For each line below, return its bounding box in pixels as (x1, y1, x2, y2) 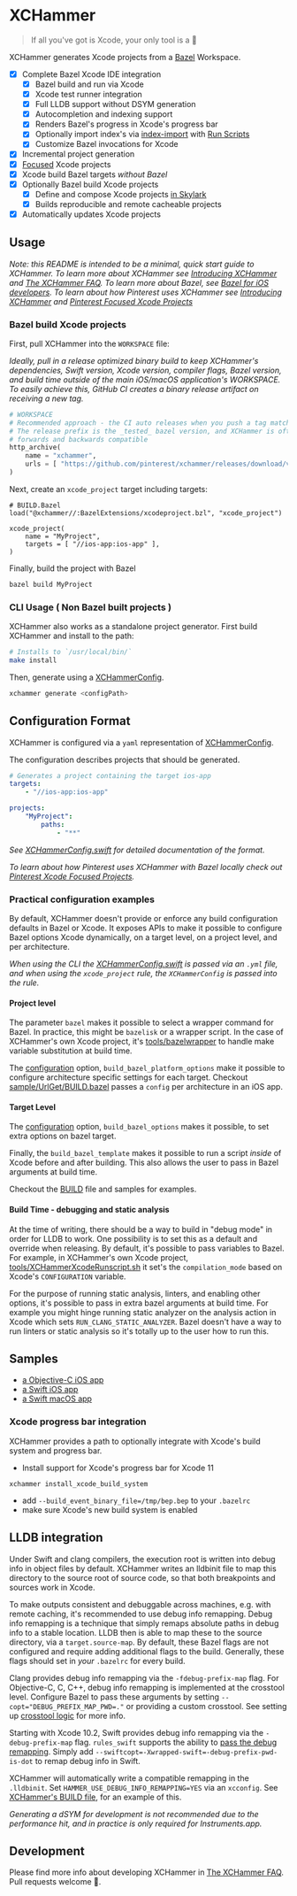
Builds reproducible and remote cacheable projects (34, 198, 223, 209)
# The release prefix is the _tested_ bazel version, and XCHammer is (9, 427, 275, 435)
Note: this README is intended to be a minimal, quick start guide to (9, 258, 255, 269)
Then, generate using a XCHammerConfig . (9, 672, 164, 682)
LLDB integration (9, 1530, 103, 1545)
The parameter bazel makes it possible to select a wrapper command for (9, 1017, 274, 1028)
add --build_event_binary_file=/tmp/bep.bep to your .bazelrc (21, 1495, 251, 1506)
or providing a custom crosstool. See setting (126, 1700, 287, 1711)
